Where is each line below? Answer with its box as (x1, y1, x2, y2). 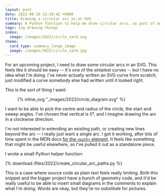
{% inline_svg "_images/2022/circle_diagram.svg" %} (17, 96, 126, 102)
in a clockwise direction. (5, 116, 55, 122)
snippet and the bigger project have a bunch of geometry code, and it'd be (5, 175, 156, 181)
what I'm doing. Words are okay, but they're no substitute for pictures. (5, 185, 147, 191)
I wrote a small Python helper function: (5, 150, 83, 157)
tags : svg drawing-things (5, 25, 58, 30)
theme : (5, 39, 19, 44)
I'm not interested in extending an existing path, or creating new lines (5, 125, 145, 131)
